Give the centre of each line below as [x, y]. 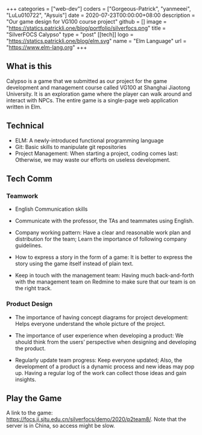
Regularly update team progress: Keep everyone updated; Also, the [99, 360]
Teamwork [22, 196]
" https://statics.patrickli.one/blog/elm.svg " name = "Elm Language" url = [96, 41]
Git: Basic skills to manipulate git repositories [71, 147]
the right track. [33, 288]
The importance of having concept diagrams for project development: [102, 317]
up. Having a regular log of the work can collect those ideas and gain [101, 373]
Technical [25, 126]
